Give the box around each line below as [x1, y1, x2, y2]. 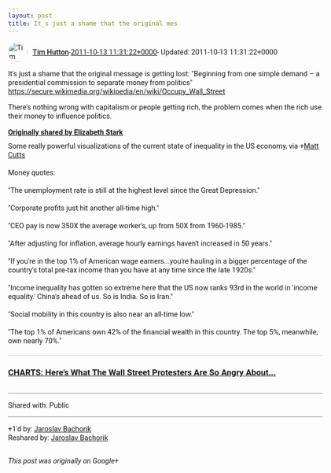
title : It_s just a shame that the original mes [8, 19, 178, 28]
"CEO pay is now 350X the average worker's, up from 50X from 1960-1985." [8, 221, 246, 231]
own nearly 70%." [8, 336, 62, 346]
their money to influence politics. [8, 111, 112, 121]
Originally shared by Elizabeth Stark [8, 127, 123, 138]
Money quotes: [8, 168, 56, 178]
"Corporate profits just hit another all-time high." [8, 203, 160, 213]
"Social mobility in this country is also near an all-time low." [8, 309, 195, 320]
